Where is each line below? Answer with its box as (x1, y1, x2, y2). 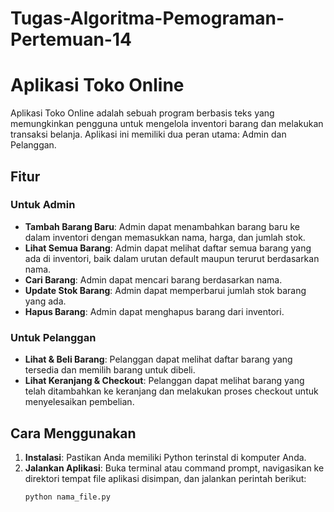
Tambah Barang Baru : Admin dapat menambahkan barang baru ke (24, 220, 300, 232)
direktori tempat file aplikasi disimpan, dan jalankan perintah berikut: (24, 472, 307, 484)
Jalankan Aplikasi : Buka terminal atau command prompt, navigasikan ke (24, 462, 325, 474)
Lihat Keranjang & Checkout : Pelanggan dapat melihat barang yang (24, 375, 305, 387)
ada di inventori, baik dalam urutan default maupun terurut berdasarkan (24, 252, 320, 264)
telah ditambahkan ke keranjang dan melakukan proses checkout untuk (24, 385, 319, 397)
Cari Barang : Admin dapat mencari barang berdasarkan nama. (24, 273, 283, 286)
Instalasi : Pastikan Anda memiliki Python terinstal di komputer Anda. (24, 451, 307, 463)
